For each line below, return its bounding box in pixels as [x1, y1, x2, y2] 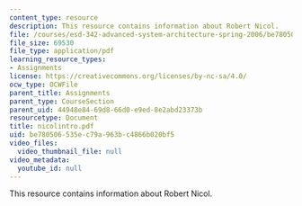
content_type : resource [9, 13, 99, 22]
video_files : [9, 139, 58, 148]
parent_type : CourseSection [9, 96, 115, 106]
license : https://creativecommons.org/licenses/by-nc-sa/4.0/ [9, 72, 247, 81]
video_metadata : [9, 155, 70, 165]
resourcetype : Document [9, 113, 99, 122]
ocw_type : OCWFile [9, 80, 78, 89]
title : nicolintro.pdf [9, 122, 94, 131]
